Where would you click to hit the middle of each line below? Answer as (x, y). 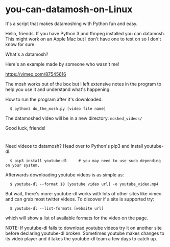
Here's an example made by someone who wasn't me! (62, 64)
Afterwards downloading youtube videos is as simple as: (65, 175)
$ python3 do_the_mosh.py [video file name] (58, 108)
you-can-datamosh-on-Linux (69, 9)
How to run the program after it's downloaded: (54, 99)
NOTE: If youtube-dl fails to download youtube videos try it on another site (83, 228)
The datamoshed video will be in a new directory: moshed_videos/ (74, 118)
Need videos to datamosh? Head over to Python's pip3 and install (74, 146)
